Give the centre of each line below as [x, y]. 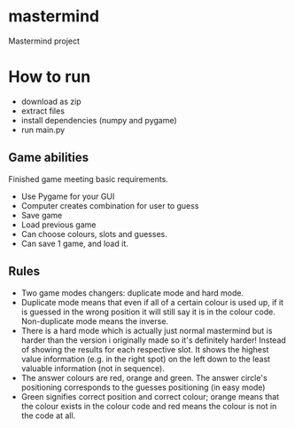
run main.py [43, 130]
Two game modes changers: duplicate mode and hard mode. [132, 293]
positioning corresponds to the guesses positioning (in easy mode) [143, 387]
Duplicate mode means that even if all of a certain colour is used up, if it [152, 302]
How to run [50, 77]
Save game [42, 215]
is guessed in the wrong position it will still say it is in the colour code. [148, 312]
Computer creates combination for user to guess [110, 205]
